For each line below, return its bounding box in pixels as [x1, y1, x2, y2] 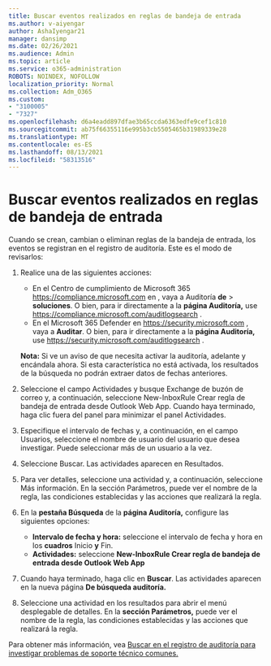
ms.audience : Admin [8, 50, 75, 58]
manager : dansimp [8, 34, 67, 43]
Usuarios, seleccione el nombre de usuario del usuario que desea [19, 434, 240, 444]
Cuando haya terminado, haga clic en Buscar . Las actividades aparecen [19, 574, 262, 584]
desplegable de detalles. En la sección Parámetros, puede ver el [19, 607, 238, 616]
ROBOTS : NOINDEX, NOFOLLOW [8, 72, 100, 81]
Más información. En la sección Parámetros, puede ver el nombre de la [19, 483, 257, 493]
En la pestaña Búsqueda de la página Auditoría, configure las [19, 507, 230, 517]
